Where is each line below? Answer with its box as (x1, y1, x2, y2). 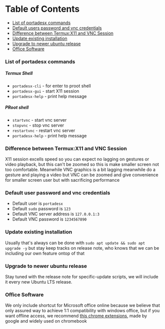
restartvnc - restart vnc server (12, 127, 75, 133)
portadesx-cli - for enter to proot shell (12, 83, 91, 89)
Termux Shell (5, 70, 33, 76)
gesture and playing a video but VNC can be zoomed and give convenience (5, 172, 159, 178)
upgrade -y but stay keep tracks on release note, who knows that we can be (5, 245, 159, 251)
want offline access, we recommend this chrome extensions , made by (5, 313, 147, 319)
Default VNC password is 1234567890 (12, 216, 87, 222)
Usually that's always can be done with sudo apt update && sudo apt (5, 240, 145, 246)
